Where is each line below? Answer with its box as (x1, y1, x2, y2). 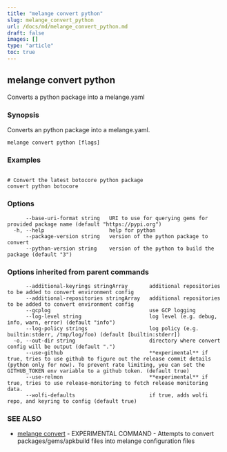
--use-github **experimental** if (25, 349, 208, 356)
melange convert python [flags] (7, 139, 100, 146)
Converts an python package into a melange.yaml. (7, 125, 150, 134)
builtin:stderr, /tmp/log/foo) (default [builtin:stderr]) (7, 331, 181, 338)
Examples (7, 155, 41, 165)
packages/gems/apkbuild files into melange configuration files (17, 437, 195, 445)
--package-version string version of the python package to (25, 233, 208, 239)
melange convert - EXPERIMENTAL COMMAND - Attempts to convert (17, 430, 215, 438)
